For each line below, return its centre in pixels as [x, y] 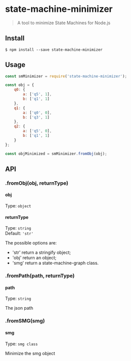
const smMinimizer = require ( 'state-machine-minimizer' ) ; [66, 76]
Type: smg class [22, 344]
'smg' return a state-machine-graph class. [55, 263]
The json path [19, 308]
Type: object [18, 206]
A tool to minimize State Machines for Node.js [64, 23]
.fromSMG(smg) [25, 321]
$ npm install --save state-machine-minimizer [54, 50]
